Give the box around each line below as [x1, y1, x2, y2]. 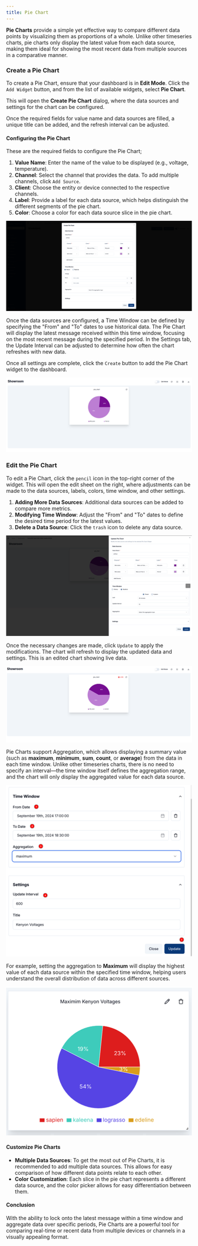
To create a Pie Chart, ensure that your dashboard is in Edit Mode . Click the [6, 79, 190, 87]
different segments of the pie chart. [14, 203, 101, 210]
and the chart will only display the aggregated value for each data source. [6, 773, 186, 780]
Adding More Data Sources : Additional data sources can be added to [14, 498, 184, 506]
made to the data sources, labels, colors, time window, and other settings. [6, 487, 186, 494]
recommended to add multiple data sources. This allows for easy [14, 1163, 173, 1170]
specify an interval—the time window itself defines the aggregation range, [6, 767, 186, 774]
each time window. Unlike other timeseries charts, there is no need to [6, 760, 174, 768]
